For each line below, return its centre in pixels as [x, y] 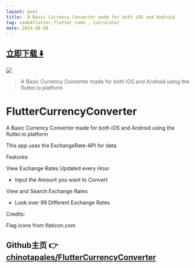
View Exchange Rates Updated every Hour [58, 168]
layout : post [22, 11]
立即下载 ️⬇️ [25, 53]
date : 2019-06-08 [27, 28]
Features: [18, 157]
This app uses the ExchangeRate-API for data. [62, 145]
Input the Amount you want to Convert [61, 180]
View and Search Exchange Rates [47, 191]
